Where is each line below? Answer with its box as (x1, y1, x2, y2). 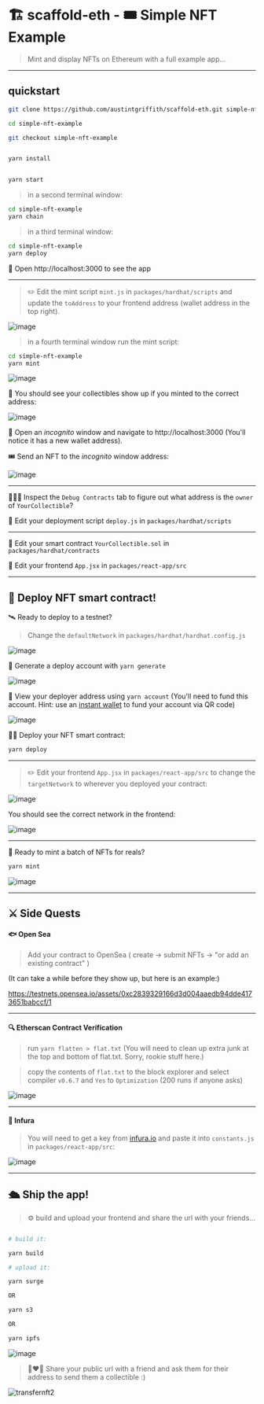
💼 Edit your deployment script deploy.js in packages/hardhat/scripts (8, 516, 232, 525)
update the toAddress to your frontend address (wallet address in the (27, 298, 250, 308)
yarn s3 (8, 1306, 34, 1314)
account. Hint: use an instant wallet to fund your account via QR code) (8, 700, 236, 709)
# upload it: (8, 1263, 51, 1271)
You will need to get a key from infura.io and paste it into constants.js (27, 1133, 255, 1143)
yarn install (8, 155, 51, 163)
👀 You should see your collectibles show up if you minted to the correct (8, 389, 240, 398)
